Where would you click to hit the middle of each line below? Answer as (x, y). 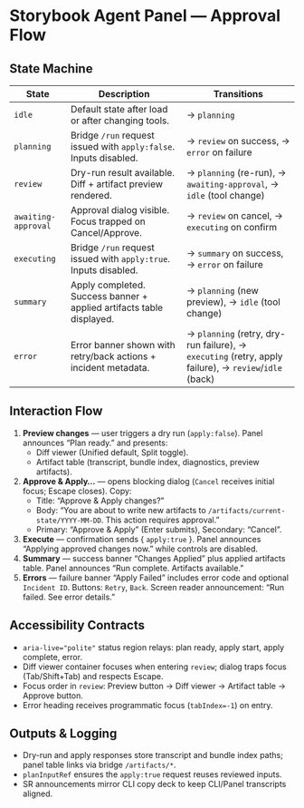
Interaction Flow (56, 411)
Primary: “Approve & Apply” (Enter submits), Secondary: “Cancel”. (159, 529)
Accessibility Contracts (77, 625)
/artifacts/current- (247, 511)
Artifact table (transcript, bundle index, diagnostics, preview (147, 462)
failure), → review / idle (235, 368)
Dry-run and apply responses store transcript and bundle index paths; (152, 755)
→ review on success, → (238, 141)
